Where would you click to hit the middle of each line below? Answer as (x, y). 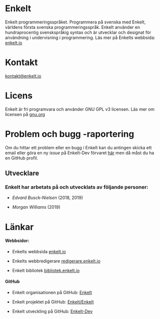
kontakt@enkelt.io (23, 76)
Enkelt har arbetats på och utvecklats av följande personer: (77, 187)
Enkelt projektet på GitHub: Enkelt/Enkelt (53, 302)
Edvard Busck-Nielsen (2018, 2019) (48, 198)
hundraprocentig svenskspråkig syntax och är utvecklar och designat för (78, 32)
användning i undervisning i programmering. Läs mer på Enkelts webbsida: (80, 38)
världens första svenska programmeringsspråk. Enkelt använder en (73, 27)
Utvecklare (22, 173)
